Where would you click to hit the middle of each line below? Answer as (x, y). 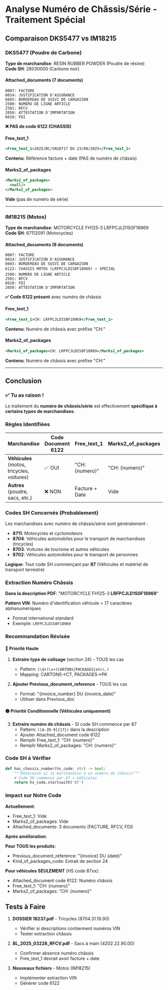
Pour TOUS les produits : (30, 846)
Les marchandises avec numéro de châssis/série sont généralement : (77, 524)
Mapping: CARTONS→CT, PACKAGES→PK (63, 675)
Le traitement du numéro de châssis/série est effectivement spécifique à (81, 406)
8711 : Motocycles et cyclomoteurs (47, 533)
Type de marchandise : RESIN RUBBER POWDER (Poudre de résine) (75, 63)
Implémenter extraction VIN (48, 978)
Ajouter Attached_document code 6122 (60, 735)
